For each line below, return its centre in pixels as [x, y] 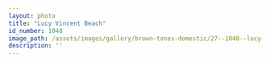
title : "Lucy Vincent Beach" [57, 23]
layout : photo [32, 16]
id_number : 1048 [35, 31]
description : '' [35, 46]
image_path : [28, 38]
